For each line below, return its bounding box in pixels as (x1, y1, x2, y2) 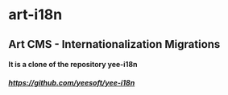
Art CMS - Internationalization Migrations (8, 38, 221, 51)
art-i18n (8, 6, 63, 24)
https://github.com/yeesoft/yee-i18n (8, 77, 135, 87)
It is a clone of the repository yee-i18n (8, 60, 139, 69)
